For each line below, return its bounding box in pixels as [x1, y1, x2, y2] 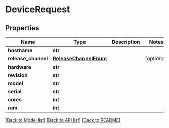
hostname [8, 47, 33, 54]
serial [8, 88, 22, 95]
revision [8, 72, 28, 79]
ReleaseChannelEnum [52, 55, 107, 62]
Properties [5, 24, 39, 32]
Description [111, 39, 140, 45]
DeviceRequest [5, 4, 70, 15]
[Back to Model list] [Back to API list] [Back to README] [5, 117, 121, 123]
